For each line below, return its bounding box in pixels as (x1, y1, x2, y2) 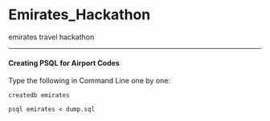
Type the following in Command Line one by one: (8, 76, 171, 86)
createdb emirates (8, 91, 70, 99)
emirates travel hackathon (8, 32, 95, 42)
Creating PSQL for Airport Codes (8, 58, 121, 67)
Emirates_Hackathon (8, 6, 151, 24)
